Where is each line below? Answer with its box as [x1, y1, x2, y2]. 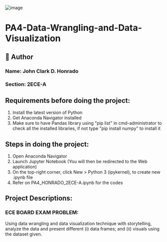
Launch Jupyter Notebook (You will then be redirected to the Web [12, 159, 148, 165]
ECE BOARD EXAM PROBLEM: [5, 209, 79, 216]
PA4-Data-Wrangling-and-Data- [5, 22, 142, 33]
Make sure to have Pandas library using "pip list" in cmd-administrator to [12, 120, 162, 126]
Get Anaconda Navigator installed [12, 115, 82, 121]
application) [12, 164, 37, 170]
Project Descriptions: [5, 194, 73, 203]
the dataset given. [5, 231, 42, 237]
